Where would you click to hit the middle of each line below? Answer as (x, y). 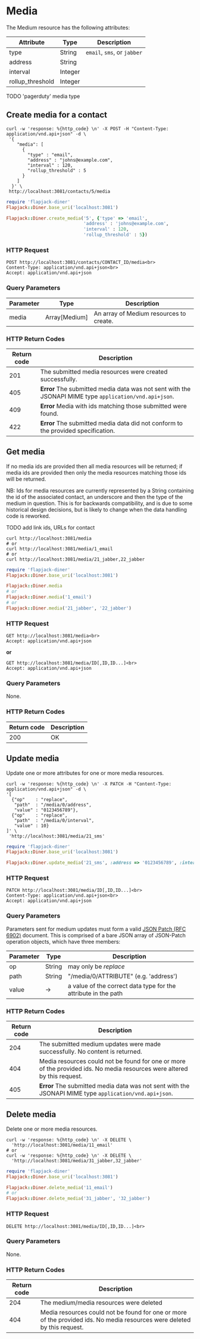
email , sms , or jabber (114, 52)
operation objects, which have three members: (63, 941)
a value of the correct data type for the (122, 986)
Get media (26, 452)
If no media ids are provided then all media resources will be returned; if (94, 466)
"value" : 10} (32, 826)
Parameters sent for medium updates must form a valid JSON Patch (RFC (96, 929)
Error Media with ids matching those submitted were (113, 406)
